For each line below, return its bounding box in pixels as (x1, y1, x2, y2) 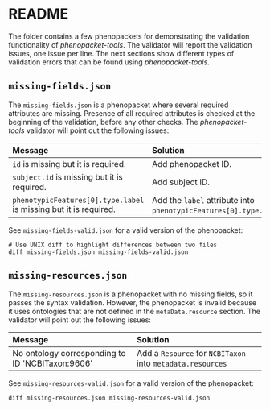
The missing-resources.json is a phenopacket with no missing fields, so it (8, 289, 253, 299)
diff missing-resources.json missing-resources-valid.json (8, 394, 211, 402)
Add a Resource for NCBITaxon (136, 347, 247, 358)
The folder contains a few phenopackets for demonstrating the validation (8, 31, 250, 41)
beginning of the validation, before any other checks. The (8, 117, 198, 126)
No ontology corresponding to (12, 347, 126, 358)
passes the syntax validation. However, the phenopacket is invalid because (8, 297, 257, 307)
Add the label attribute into (151, 194, 255, 205)
